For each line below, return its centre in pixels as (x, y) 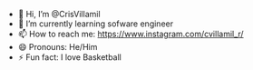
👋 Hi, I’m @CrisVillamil (59, 14)
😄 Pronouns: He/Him (58, 47)
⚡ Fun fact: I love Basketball (70, 57)
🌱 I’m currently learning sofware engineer (96, 24)
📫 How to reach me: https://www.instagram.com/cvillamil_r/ (131, 34)
